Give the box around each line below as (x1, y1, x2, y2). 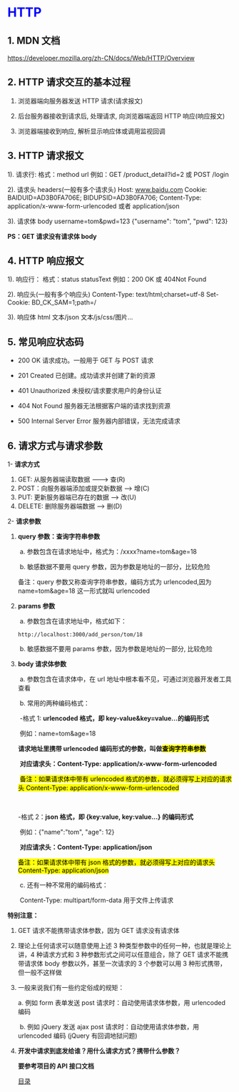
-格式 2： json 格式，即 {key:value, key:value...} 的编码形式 (17, 812, 194, 821)
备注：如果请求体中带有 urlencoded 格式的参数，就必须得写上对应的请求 (19, 775, 232, 783)
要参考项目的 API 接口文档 (17, 1062, 94, 1071)
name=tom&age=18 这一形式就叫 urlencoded (17, 586, 151, 596)
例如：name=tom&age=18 (19, 729, 96, 738)
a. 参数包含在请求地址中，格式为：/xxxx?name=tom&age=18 (19, 547, 198, 556)
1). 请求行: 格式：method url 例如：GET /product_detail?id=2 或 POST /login (7, 170, 230, 178)
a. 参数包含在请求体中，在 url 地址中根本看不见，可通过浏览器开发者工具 (19, 675, 232, 683)
